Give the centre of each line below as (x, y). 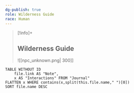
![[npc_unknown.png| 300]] (45, 60)
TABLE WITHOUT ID (23, 70)
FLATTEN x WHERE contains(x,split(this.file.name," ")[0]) (67, 83)
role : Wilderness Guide (30, 14)
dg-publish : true (23, 10)
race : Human (17, 19)
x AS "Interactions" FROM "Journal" (52, 78)
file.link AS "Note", (36, 74)
